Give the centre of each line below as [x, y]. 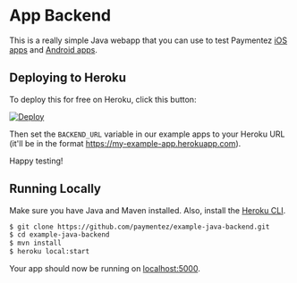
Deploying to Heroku [68, 78]
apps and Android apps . [54, 49]
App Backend [60, 16]
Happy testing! [36, 161]
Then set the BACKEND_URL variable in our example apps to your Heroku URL [147, 134]
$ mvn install [36, 243]
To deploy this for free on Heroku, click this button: [103, 99]
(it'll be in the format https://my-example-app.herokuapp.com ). [125, 143]
